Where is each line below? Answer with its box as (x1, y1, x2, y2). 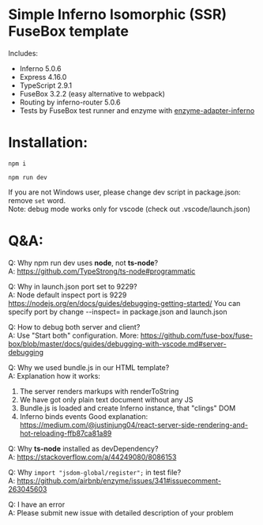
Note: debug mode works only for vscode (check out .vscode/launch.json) (8, 204, 251, 213)
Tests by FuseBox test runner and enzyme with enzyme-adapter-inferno (19, 105, 255, 115)
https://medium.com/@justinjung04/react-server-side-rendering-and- (19, 420, 249, 429)
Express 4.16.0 (19, 72, 67, 81)
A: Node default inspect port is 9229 (8, 290, 127, 300)
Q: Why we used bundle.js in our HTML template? (8, 362, 170, 372)
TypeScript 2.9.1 (19, 81, 73, 90)
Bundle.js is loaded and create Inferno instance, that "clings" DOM (19, 403, 236, 413)
